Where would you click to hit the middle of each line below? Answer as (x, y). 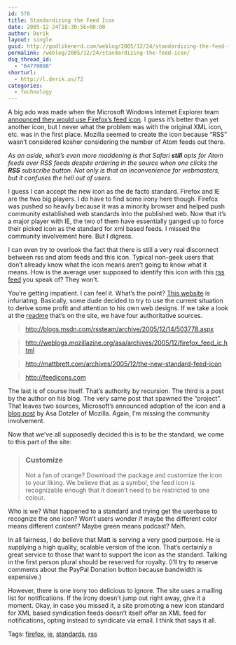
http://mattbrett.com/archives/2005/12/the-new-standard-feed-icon (123, 364)
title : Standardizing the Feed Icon (61, 20)
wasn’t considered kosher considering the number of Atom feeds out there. (117, 142)
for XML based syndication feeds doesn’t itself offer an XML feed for (107, 613)
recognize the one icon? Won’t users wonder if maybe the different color (113, 519)
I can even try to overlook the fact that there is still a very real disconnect (113, 250)
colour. (35, 498)
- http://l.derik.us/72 (49, 79)
